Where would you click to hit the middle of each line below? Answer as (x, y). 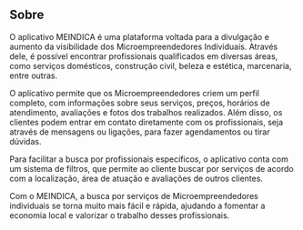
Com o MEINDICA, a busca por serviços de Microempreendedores (134, 195)
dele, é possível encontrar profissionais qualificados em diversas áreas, (144, 56)
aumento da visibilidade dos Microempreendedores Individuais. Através (144, 46)
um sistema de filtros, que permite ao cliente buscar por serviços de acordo (151, 168)
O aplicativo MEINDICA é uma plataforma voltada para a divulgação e (140, 36)
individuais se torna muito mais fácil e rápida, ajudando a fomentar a (137, 205)
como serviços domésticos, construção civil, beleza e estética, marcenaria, (151, 65)
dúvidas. (25, 141)
